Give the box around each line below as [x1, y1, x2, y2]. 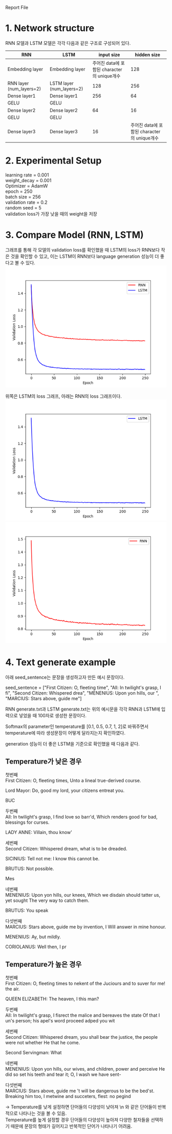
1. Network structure [5, 23, 95, 34]
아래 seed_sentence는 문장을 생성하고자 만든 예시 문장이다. [5, 674, 124, 680]
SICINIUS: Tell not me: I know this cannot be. [5, 856, 100, 862]
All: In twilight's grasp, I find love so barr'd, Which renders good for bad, [5, 814, 158, 820]
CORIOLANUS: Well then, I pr [5, 944, 67, 950]
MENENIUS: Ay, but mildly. [5, 934, 61, 940]
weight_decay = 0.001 [5, 177, 52, 183]
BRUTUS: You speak [5, 908, 49, 914]
